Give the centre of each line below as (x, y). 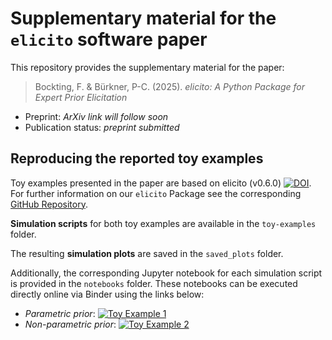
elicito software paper (109, 39)
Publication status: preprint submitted (102, 127)
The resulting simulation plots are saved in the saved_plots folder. (147, 253)
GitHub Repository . (49, 204)
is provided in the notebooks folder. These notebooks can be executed (154, 283)
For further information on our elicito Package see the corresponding (156, 193)
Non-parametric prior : (70, 324)
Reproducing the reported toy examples (137, 158)
